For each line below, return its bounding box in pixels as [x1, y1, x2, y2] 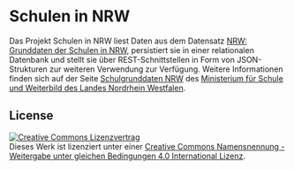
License [9, 108, 54, 123]
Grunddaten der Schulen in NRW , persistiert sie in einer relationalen [9, 44, 254, 55]
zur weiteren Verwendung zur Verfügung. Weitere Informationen [49, 64, 284, 74]
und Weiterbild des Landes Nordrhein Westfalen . [9, 82, 186, 93]
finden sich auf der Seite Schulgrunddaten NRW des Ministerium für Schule [9, 73, 284, 83]
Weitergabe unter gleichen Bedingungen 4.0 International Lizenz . [9, 151, 245, 161]
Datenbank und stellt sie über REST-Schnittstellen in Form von [9, 54, 236, 65]
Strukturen [9, 64, 49, 74]
